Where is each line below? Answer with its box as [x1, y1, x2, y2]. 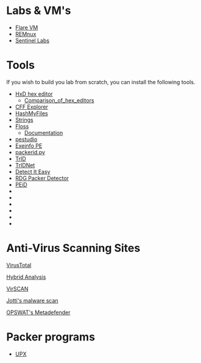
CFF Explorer [15, 103, 49, 110]
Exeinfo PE [15, 142, 43, 149]
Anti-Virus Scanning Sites [6, 242, 141, 255]
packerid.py [15, 148, 46, 156]
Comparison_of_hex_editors [24, 96, 94, 104]
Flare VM [15, 24, 38, 31]
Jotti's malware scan [6, 297, 59, 304]
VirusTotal [6, 261, 32, 268]
